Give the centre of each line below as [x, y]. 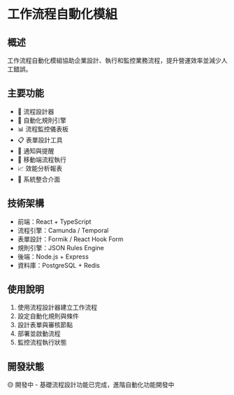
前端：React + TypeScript [54, 222]
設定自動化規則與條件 [48, 316]
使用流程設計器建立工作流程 [57, 308]
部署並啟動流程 [39, 333]
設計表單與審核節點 [45, 325]
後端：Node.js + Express [53, 257]
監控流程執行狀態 [42, 343]
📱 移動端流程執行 [42, 159]
